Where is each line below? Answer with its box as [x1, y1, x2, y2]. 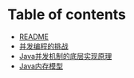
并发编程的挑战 [18, 41, 69, 51]
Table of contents [7, 6, 127, 24]
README [18, 32, 49, 41]
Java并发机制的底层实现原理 [18, 51, 112, 60]
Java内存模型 [18, 61, 64, 71]
